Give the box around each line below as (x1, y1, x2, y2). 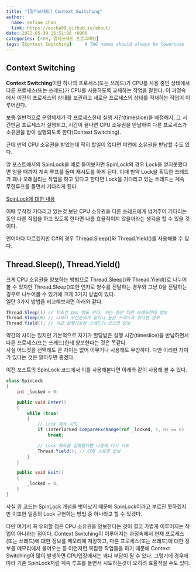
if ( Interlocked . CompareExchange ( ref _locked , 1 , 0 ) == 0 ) (37, 427, 185, 433)
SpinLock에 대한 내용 (6, 195, 56, 202)
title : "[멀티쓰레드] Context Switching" (6, 8, 102, 15)
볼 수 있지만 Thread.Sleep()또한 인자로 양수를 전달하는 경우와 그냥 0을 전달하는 (6, 283, 187, 290)
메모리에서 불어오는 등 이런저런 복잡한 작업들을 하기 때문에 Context (16, 544, 170, 551)
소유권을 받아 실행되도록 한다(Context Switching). (6, 128, 121, 136)
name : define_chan (11, 19, 57, 25)
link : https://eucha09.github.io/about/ (11, 25, 111, 31)
